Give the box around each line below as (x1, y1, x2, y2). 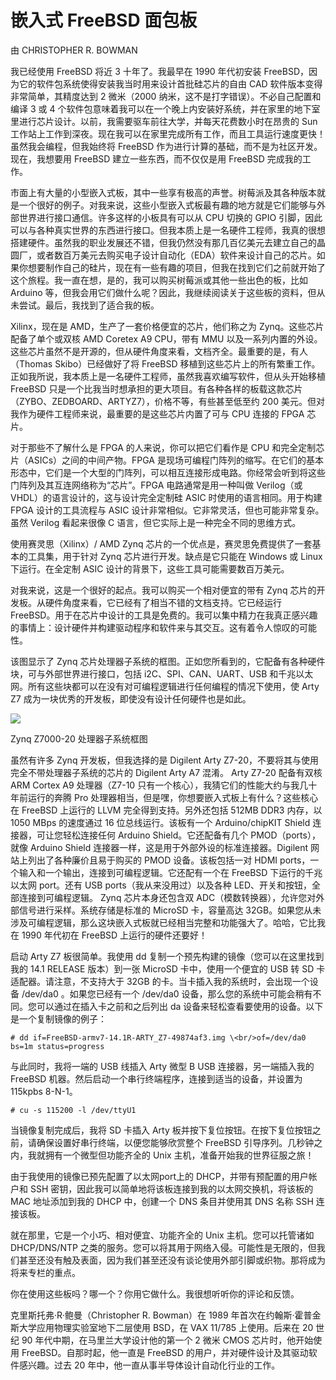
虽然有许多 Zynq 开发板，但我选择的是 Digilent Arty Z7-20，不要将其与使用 (10, 754, 320, 766)
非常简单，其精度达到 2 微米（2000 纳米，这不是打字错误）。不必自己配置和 (10, 90, 322, 102)
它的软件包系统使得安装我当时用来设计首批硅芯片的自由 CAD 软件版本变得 (18, 77, 323, 90)
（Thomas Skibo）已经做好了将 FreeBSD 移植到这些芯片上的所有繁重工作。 (10, 357, 321, 370)
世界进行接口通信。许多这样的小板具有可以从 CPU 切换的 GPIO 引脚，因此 (18, 211, 323, 223)
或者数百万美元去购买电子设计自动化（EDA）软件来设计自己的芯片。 (36, 249, 317, 261)
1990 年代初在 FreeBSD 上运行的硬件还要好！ (21, 929, 208, 941)
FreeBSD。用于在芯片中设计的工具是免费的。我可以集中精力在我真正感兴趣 (10, 609, 318, 621)
